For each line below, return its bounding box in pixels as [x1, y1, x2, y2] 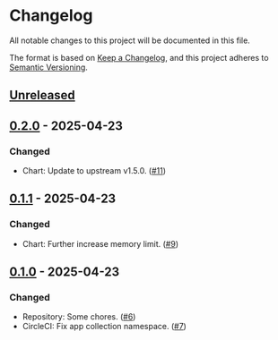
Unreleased [9, 88, 76, 103]
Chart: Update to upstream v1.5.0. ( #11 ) [22, 166, 167, 176]
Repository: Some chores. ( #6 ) [22, 311, 136, 322]
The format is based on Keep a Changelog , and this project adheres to [9, 52, 269, 63]
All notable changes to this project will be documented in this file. [9, 35, 251, 46]
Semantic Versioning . [9, 62, 88, 72]
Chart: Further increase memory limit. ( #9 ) [22, 238, 179, 249]
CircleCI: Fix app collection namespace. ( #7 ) [22, 321, 187, 332]
